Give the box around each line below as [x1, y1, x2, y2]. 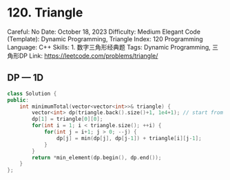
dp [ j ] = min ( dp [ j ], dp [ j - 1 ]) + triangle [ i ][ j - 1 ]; [56, 135, 202, 142]
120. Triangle [7, 5, 83, 21]
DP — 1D [7, 72, 43, 84]
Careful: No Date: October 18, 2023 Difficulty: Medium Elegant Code [7, 27, 201, 36]
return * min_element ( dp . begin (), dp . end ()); [32, 154, 162, 161]
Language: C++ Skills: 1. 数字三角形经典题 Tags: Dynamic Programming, [7, 43, 211, 51]
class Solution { [7, 90, 57, 97]
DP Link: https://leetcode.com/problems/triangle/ [19, 52, 158, 60]
